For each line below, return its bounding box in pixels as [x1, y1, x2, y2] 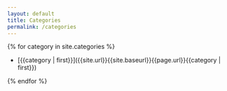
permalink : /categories [7, 23, 77, 30]
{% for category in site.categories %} [7, 43, 116, 51]
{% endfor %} [7, 77, 48, 85]
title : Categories [7, 17, 61, 24]
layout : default [7, 10, 55, 17]
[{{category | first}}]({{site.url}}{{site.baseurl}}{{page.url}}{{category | [17, 56, 221, 64]
